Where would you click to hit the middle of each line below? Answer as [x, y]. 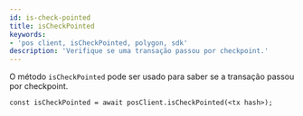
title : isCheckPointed [52, 26]
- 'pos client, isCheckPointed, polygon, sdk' [99, 43]
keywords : [28, 34]
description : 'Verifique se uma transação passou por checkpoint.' [139, 51]
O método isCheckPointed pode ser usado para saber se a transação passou [152, 76]
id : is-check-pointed [50, 18]
